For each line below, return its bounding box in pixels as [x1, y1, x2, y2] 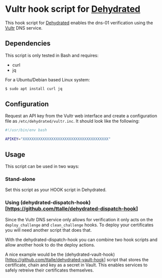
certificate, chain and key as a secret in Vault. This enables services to [5, 262, 148, 268]
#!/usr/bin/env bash [5, 128, 48, 133]
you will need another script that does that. [5, 227, 92, 233]
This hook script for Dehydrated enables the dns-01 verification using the [5, 20, 153, 26]
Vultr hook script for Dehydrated [5, 3, 141, 15]
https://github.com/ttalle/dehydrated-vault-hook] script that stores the [6, 256, 149, 262]
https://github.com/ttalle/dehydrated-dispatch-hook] [7, 206, 138, 212]
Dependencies [5, 39, 51, 48]
